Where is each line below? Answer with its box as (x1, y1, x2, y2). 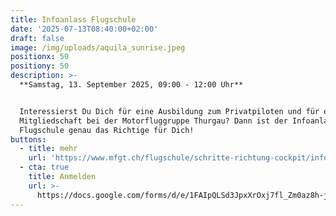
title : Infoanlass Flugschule (10, 14, 137, 25)
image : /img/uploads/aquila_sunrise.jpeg (10, 42, 186, 53)
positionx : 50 (10, 52, 70, 62)
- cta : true (19, 162, 70, 173)
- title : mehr (19, 144, 78, 154)
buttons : (10, 134, 47, 145)
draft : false (10, 33, 65, 43)
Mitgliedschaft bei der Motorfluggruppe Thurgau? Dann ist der (19, 116, 288, 126)
